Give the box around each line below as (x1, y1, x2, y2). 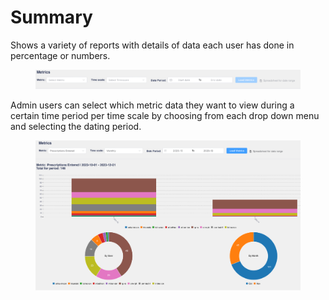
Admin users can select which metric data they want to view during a (10, 99, 295, 111)
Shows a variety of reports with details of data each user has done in (10, 39, 295, 51)
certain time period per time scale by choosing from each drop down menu (10, 110, 320, 122)
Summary (10, 6, 93, 29)
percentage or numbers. (10, 49, 111, 61)
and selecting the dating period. (10, 121, 142, 133)
